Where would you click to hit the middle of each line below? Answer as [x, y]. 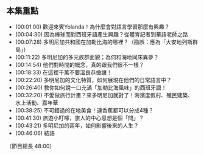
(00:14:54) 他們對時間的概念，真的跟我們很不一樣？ [79, 64]
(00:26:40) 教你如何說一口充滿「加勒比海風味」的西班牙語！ [91, 88]
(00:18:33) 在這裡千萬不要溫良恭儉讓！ [64, 72]
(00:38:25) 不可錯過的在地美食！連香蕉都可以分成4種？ [84, 110]
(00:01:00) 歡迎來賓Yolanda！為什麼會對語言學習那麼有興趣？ [92, 27]
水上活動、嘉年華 [37, 103]
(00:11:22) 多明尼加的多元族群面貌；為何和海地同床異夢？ [87, 57]
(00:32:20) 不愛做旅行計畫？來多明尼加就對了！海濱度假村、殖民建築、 [104, 95]
